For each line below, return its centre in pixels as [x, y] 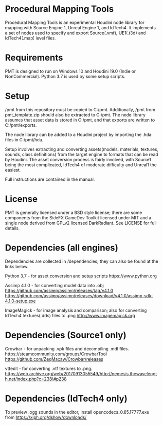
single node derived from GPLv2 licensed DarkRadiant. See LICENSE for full [81, 223]
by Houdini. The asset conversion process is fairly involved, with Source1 [78, 159]
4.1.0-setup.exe [20, 301]
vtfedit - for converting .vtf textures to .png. [49, 368]
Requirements [34, 58]
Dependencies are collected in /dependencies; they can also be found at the [82, 261]
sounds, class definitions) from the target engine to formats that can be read [81, 154]
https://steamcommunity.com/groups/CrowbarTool [56, 354]
